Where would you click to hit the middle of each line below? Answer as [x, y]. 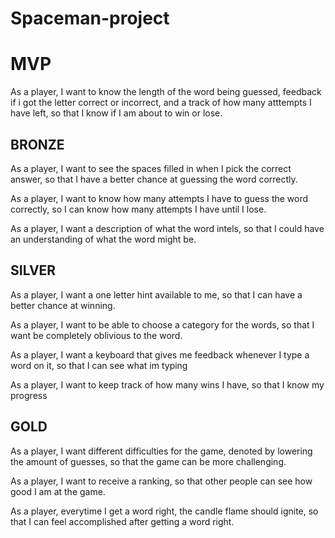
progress [29, 395]
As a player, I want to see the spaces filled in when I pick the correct [151, 168]
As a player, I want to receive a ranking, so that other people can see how [161, 481]
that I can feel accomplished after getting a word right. [122, 521]
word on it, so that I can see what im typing [99, 365]
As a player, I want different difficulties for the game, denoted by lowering [161, 451]
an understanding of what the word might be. [103, 239]
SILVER [33, 270]
